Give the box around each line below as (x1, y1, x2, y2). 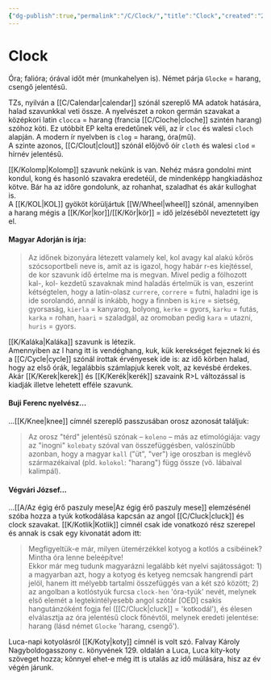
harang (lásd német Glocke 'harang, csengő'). (27, 621, 180, 631)
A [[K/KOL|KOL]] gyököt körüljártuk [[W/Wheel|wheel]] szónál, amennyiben (8, 199, 259, 208)
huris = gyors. (27, 321, 77, 331)
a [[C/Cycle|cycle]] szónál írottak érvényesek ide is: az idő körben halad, (8, 354, 250, 363)
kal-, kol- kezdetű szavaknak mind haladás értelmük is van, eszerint (27, 278, 254, 288)
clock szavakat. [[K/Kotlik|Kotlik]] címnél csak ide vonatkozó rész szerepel (8, 520, 256, 530)
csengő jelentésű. (8, 82, 68, 91)
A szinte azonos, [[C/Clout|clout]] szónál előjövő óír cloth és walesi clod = (8, 141, 256, 150)
